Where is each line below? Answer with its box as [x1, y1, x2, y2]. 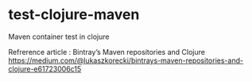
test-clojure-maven [8, 6, 140, 24]
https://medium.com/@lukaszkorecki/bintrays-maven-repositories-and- [8, 56, 244, 65]
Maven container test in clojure [8, 32, 110, 41]
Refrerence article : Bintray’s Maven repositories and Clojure [8, 47, 205, 56]
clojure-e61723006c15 [8, 64, 82, 73]
